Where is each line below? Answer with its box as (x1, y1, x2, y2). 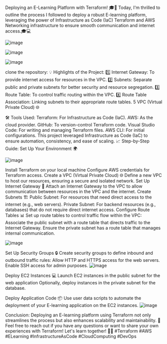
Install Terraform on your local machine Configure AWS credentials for (5, 167, 150, 173)
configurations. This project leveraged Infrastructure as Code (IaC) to (5, 132, 148, 138)
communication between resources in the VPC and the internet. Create (5, 189, 151, 195)
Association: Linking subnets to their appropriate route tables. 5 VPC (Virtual (5, 99, 162, 105)
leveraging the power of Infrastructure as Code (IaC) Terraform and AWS (5, 17, 155, 23)
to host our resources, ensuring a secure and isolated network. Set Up (5, 178, 150, 184)
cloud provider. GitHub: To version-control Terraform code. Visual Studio (5, 122, 155, 127)
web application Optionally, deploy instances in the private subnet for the (5, 280, 156, 285)
